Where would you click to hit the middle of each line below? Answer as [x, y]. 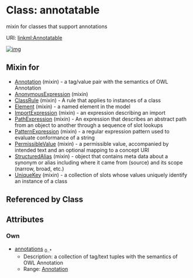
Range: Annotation [46, 269]
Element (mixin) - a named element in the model [72, 107]
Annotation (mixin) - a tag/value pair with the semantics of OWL [91, 81]
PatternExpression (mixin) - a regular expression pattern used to [92, 131]
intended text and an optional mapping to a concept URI [82, 150]
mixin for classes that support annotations [57, 26]
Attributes [25, 219]
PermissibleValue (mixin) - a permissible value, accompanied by [92, 143]
